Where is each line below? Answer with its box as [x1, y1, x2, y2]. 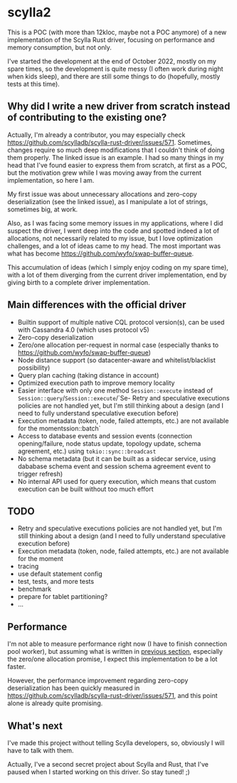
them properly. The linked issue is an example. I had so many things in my [7, 153, 224, 161]
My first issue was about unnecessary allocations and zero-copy [7, 190, 197, 198]
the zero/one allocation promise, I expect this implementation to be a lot [7, 655, 218, 664]
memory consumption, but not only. [7, 43, 112, 51]
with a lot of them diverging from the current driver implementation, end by [7, 271, 227, 279]
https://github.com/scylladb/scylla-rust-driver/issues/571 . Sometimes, [7, 138, 213, 146]
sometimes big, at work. [7, 205, 78, 213]
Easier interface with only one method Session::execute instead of [17, 386, 214, 395]
